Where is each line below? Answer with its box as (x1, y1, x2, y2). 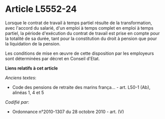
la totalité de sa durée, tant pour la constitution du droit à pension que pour (5, 36, 157, 41)
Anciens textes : (5, 75, 37, 80)
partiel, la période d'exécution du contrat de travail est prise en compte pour (5, 30, 160, 36)
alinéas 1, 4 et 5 (12, 89, 44, 95)
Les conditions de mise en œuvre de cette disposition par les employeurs (5, 50, 154, 56)
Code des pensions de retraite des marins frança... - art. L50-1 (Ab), (12, 84, 151, 90)
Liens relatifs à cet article (5, 65, 58, 71)
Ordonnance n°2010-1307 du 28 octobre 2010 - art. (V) (12, 109, 124, 115)
